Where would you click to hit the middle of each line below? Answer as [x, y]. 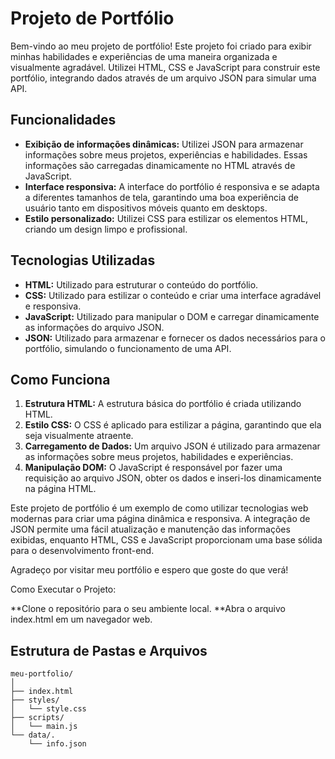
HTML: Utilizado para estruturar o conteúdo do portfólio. [141, 284]
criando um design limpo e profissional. [106, 229]
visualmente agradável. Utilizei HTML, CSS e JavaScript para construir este [165, 67]
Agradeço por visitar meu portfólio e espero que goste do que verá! [149, 570]
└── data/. [33, 735]
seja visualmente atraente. [79, 436]
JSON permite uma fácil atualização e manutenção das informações [150, 529]
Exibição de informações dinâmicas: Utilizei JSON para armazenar [164, 144]
